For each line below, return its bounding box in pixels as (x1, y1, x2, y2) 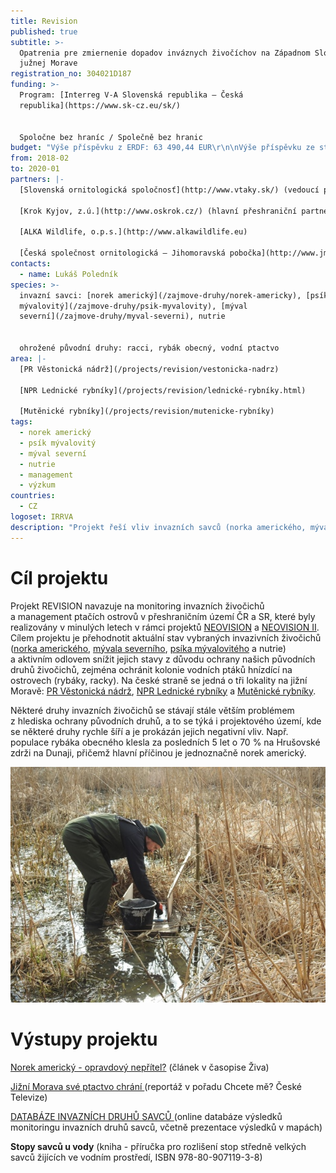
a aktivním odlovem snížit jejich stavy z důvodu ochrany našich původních (10, 653, 316, 665)
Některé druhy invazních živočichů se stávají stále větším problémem (10, 704, 295, 716)
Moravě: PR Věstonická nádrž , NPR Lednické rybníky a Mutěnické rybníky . (10, 685, 317, 697)
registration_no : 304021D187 (10, 69, 132, 79)
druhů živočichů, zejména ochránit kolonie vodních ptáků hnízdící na (10, 663, 293, 675)
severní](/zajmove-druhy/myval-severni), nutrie (19, 311, 226, 322)
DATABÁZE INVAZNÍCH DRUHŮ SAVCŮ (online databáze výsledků (10, 1111, 283, 1123)
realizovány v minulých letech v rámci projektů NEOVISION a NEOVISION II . (10, 621, 320, 633)
